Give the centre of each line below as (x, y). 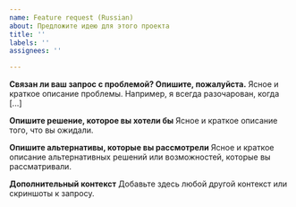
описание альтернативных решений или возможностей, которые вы (140, 157)
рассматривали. (40, 167)
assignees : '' (36, 51)
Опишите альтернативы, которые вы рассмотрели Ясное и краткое (142, 148)
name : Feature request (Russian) (72, 17)
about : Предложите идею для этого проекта (89, 26)
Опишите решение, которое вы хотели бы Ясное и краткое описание (144, 121)
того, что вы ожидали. (51, 130)
